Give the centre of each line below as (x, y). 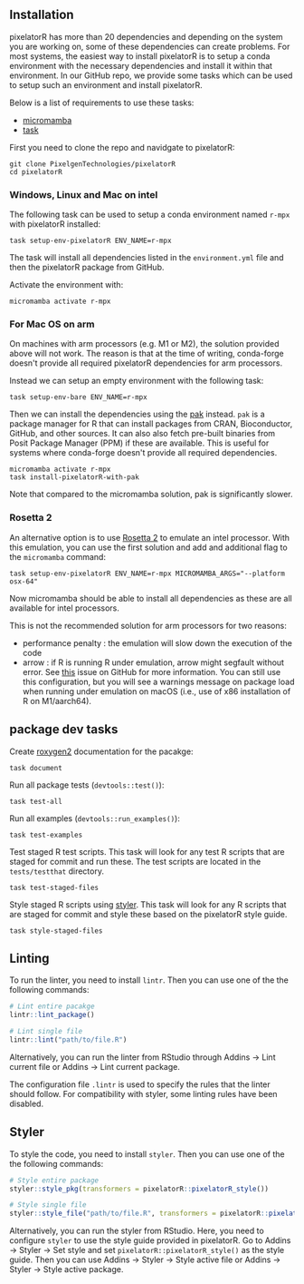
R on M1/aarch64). (57, 701)
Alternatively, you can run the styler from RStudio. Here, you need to (137, 1231)
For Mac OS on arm (52, 324)
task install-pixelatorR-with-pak (75, 477)
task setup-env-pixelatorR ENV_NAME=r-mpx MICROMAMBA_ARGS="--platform (147, 573)
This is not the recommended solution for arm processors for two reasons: (148, 625)
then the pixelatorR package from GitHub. (87, 268)
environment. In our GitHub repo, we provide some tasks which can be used (151, 75)
